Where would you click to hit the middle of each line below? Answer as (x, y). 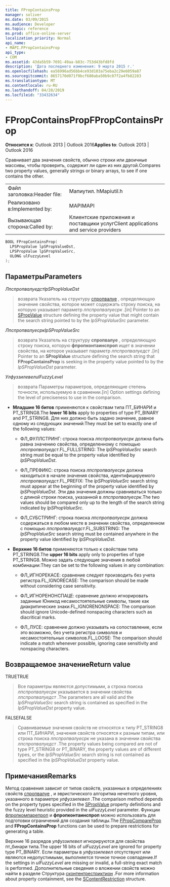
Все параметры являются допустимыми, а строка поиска (80, 687)
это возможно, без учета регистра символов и (71, 632)
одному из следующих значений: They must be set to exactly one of (85, 423)
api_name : (16, 43)
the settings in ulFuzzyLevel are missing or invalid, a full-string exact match (84, 863)
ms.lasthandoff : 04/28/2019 (35, 90)
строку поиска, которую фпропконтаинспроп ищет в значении (86, 345)
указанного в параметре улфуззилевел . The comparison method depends (84, 799)
